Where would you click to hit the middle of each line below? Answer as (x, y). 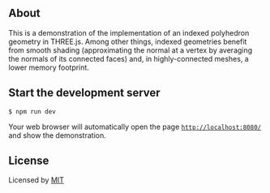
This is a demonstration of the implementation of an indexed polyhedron (129, 32)
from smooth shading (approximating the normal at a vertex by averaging (131, 50)
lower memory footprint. (49, 67)
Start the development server (84, 93)
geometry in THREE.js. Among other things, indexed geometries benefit (128, 41)
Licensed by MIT (36, 180)
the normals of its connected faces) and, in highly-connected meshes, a (129, 58)
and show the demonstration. (58, 135)
